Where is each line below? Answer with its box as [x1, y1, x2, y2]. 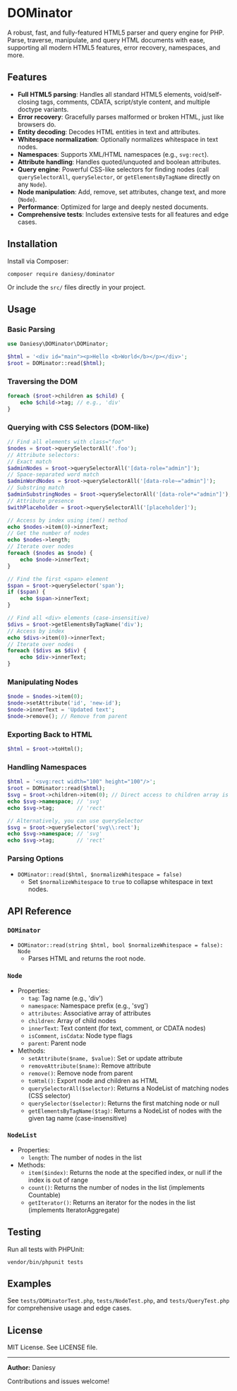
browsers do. [17, 120, 56, 129]
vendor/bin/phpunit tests [7, 1258, 83, 1265]
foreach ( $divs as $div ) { [7, 647, 87, 655]
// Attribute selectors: [7, 451, 80, 458]
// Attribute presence [7, 497, 74, 504]
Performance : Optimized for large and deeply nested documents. [17, 203, 209, 211]
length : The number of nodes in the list [28, 1153, 142, 1162]
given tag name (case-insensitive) [28, 1114, 127, 1122]
